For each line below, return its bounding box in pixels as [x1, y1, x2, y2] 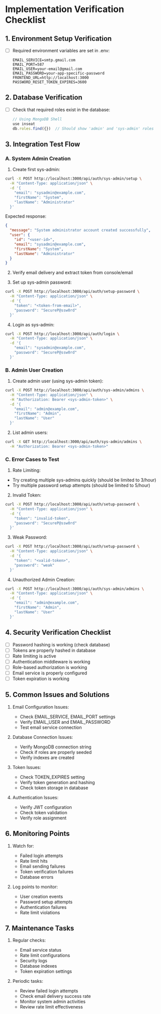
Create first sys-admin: [12, 166, 60, 173]
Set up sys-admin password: [12, 279, 72, 285]
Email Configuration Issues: [12, 704, 69, 710]
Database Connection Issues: [12, 734, 73, 740]
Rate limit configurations [19, 952, 70, 959]
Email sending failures [19, 863, 65, 869]
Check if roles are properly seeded [19, 749, 92, 755]
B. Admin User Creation [5, 366, 63, 373]
